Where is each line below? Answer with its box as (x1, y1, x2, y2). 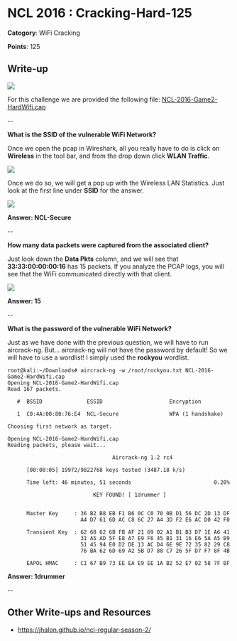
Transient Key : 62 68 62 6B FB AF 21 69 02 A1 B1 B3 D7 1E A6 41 (26, 528, 231, 536)
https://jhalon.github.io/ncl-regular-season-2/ (17, 625, 151, 634)
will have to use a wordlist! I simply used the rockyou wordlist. (7, 353, 189, 362)
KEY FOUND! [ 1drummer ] (93, 491, 167, 498)
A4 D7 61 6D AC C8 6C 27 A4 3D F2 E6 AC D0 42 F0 (80, 516, 231, 523)
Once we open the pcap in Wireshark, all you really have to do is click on (7, 144, 220, 152)
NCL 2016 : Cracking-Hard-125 (7, 5, 193, 21)
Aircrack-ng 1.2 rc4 (112, 453, 173, 461)
